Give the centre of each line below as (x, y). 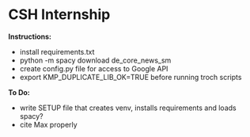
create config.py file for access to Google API (94, 68)
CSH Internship (59, 15)
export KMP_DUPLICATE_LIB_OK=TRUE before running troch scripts (131, 77)
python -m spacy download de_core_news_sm (95, 60)
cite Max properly (48, 124)
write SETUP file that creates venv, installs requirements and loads (128, 108)
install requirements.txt (57, 51)
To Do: (19, 92)
